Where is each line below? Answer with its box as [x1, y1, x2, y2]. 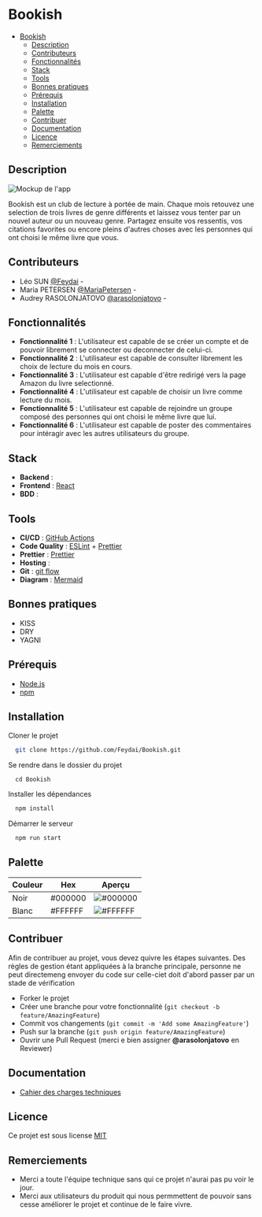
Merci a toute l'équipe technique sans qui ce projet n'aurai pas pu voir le [19, 1174, 254, 1184]
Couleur [12, 879, 43, 890]
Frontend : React [19, 481, 75, 490]
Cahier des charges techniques [19, 1087, 122, 1097]
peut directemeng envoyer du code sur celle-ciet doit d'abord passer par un [8, 970, 255, 979]
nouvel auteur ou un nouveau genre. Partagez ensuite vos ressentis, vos [8, 216, 242, 225]
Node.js [19, 679, 46, 688]
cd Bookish [15, 775, 51, 784]
